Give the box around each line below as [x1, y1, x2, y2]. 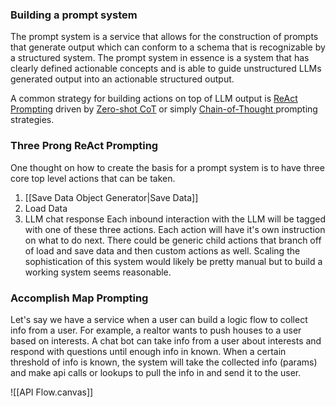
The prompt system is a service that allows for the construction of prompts [10, 31, 319, 43]
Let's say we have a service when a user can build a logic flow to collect [10, 313, 308, 325]
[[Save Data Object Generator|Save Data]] [24, 191, 199, 203]
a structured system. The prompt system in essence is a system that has [10, 52, 310, 64]
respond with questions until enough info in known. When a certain [10, 345, 287, 357]
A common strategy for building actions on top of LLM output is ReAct [10, 93, 298, 105]
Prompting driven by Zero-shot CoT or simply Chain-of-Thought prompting [10, 103, 318, 115]
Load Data [24, 202, 68, 214]
